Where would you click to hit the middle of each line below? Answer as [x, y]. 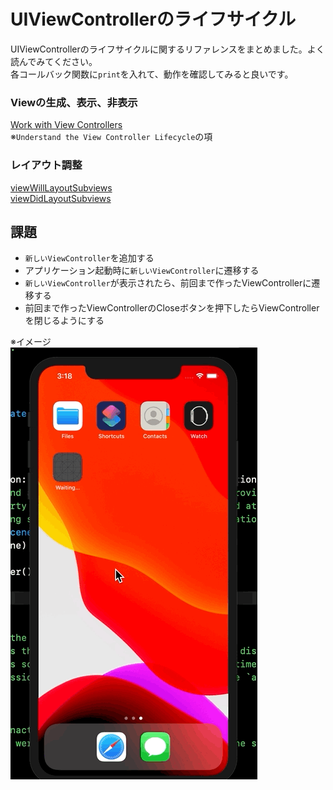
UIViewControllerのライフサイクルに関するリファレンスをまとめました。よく [167, 49]
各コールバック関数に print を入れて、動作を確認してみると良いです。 [152, 74]
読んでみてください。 [54, 61]
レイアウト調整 [46, 165]
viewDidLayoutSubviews [61, 198]
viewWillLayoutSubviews [61, 187]
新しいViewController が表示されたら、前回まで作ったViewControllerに [168, 283]
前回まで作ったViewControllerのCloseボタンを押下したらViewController [172, 308]
